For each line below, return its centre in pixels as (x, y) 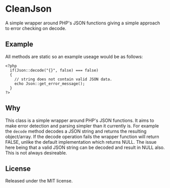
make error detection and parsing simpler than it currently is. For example (82, 126)
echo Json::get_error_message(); (50, 84)
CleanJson (28, 9)
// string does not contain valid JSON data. (63, 79)
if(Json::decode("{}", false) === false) (54, 70)
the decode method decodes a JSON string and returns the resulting (76, 131)
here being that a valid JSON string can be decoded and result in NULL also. (85, 147)
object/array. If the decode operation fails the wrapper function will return (82, 136)
